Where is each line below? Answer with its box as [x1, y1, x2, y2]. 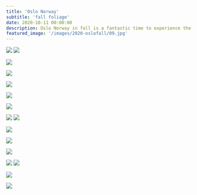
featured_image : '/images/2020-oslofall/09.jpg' [6, 31, 128, 37]
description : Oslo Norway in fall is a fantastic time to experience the [6, 25, 192, 31]
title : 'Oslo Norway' [6, 8, 60, 15]
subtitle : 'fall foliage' [6, 14, 70, 20]
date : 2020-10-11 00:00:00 [6, 19, 73, 25]
